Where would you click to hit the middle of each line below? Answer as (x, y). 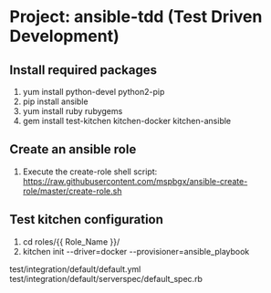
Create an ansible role (73, 149)
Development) (65, 36)
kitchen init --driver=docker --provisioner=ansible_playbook (136, 251)
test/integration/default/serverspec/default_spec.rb (106, 278)
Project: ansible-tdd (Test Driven (136, 17)
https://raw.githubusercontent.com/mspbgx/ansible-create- (135, 181)
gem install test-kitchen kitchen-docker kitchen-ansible (127, 121)
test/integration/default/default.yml (75, 269)
